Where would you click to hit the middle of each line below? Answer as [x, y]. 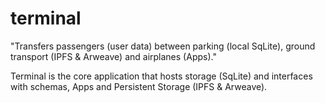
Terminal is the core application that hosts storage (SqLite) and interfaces [161, 76]
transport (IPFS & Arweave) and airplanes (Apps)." [113, 56]
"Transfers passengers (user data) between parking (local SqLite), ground [163, 46]
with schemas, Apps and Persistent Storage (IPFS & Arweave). [139, 86]
